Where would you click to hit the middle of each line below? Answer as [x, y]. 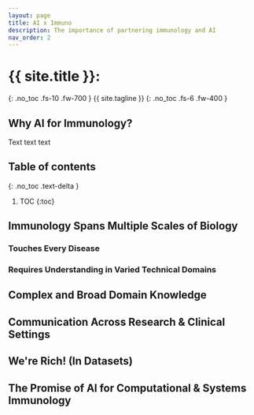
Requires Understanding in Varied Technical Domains [112, 270]
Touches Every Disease [54, 249]
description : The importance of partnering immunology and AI [112, 30]
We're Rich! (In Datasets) [71, 361]
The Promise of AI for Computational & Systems [127, 388]
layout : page [29, 15]
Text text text [29, 142]
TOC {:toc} [37, 201]
